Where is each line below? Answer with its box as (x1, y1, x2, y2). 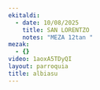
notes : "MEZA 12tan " (22, 33, 93, 41)
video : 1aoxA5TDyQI (8, 56, 72, 63)
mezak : (8, 41, 30, 49)
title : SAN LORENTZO (22, 26, 90, 34)
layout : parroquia (8, 63, 69, 70)
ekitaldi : (8, 11, 41, 20)
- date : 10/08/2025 (15, 19, 80, 27)
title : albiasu (8, 70, 58, 77)
